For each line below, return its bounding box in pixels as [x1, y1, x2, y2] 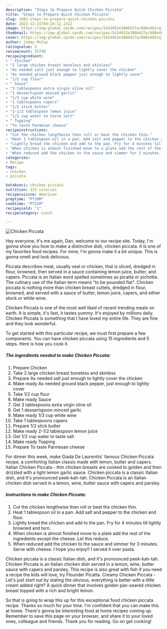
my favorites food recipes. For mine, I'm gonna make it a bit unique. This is [5, 249, 158, 255]
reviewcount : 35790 [5, 49, 46, 54]
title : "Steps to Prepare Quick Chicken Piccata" [5, 12, 111, 17]
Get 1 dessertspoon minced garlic [12, 407, 82, 413]
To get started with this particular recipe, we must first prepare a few [5, 330, 146, 336]
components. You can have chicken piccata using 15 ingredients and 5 [5, 336, 150, 342]
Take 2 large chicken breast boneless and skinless [12, 370, 116, 376]
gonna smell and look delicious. [5, 254, 70, 260]
